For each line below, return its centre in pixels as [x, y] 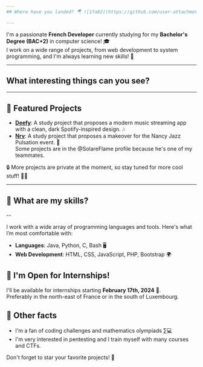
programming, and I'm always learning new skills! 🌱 [70, 56]
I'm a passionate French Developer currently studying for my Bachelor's [97, 34]
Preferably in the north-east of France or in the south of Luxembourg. [93, 296]
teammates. [30, 155]
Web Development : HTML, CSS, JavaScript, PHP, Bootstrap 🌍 [93, 255]
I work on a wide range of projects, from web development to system [92, 49]
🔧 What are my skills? [47, 201]
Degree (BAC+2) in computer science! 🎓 [58, 41]
